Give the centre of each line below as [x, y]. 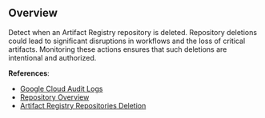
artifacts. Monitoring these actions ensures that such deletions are [118, 49]
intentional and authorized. [52, 57]
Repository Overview [54, 97]
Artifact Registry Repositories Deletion [83, 105]
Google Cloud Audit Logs [61, 88]
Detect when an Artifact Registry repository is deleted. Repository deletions [133, 32]
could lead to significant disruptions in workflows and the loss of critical [127, 41]
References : [29, 73]
